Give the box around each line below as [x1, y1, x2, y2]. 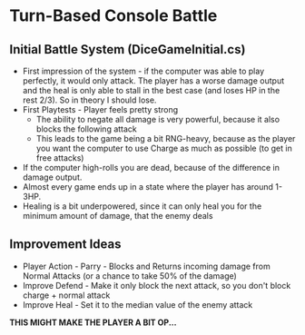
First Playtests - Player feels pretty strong [22, 104, 179, 114]
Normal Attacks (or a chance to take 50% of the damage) [22, 270, 238, 281]
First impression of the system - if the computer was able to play [22, 65, 265, 76]
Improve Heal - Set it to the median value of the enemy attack [22, 299, 253, 310]
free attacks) [35, 153, 84, 163]
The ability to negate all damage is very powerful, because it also [35, 114, 280, 124]
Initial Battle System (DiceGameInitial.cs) [9, 42, 246, 57]
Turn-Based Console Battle [9, 5, 218, 26]
